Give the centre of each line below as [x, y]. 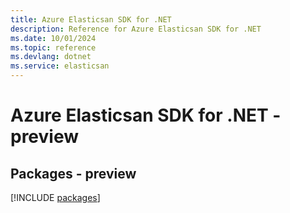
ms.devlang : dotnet [51, 57]
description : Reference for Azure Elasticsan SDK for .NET [136, 29]
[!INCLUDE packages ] [55, 197]
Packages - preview [73, 173]
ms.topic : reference [53, 47]
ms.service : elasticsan [60, 66]
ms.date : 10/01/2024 [53, 38]
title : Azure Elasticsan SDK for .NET [91, 19]
